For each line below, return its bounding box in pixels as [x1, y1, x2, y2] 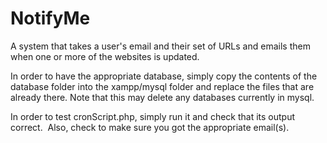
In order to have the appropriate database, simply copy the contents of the [10, 70, 318, 82]
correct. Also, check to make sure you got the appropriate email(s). [10, 121, 290, 133]
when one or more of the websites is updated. [10, 50, 200, 62]
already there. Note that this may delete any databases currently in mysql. [10, 91, 315, 103]
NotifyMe [10, 7, 91, 30]
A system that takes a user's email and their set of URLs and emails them [10, 40, 311, 52]
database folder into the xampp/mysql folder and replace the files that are [10, 80, 315, 92]
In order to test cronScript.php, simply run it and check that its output [10, 110, 296, 122]
